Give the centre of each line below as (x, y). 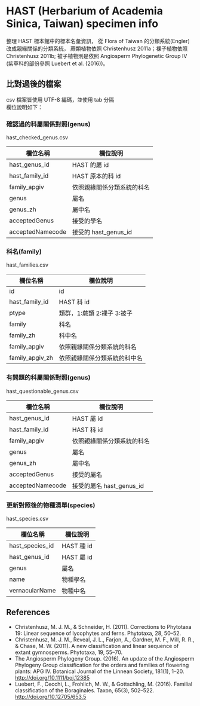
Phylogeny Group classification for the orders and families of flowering (102, 665)
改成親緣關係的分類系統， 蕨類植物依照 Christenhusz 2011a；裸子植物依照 (97, 48)
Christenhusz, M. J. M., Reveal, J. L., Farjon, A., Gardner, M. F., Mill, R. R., (104, 639)
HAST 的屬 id (90, 165)
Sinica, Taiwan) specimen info (82, 24)
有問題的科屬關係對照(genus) (48, 378)
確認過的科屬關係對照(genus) (48, 124)
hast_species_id (32, 545)
